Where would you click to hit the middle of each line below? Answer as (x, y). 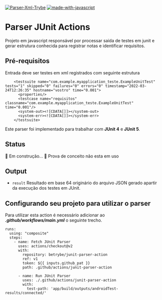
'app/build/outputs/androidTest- (85, 289)
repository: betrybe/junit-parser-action (65, 255)
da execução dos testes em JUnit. (46, 188)
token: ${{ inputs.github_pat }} (56, 263)
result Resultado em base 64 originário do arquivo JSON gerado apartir (84, 183)
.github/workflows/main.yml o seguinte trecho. (54, 220)
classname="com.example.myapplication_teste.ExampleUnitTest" (69, 103)
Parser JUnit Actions (48, 27)
